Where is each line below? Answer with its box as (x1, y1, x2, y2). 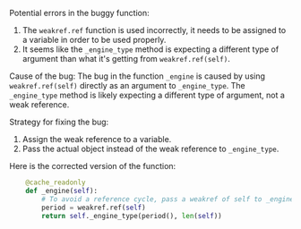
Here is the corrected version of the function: (9, 161, 176, 171)
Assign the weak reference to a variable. (21, 134, 172, 144)
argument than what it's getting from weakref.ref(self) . (21, 54, 230, 64)
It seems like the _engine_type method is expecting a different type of (21, 44, 279, 55)
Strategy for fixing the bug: (9, 116, 109, 127)
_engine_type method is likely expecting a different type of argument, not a (9, 89, 285, 100)
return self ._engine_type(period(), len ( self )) (41, 211, 222, 220)
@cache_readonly (25, 178, 87, 187)
